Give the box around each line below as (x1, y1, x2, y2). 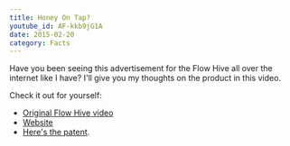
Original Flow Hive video (22, 107, 114, 118)
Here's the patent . (22, 127, 90, 138)
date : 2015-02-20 (9, 30, 75, 39)
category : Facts (9, 38, 70, 48)
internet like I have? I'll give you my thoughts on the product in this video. (9, 73, 282, 84)
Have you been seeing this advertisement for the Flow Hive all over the (9, 63, 273, 74)
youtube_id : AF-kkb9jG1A (9, 22, 103, 31)
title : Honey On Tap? (9, 13, 91, 23)
